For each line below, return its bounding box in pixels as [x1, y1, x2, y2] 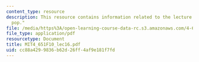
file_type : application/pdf [6, 31, 76, 37]
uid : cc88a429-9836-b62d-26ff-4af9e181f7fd [6, 47, 115, 53]
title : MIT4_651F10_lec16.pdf [6, 42, 81, 48]
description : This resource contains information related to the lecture [6, 14, 192, 20]
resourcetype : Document [6, 36, 65, 42]
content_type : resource [6, 8, 65, 15]
